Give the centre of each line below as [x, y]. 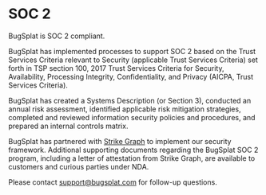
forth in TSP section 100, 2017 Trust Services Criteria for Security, [117, 68]
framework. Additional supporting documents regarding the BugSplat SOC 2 [133, 150]
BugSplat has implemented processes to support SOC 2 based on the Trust [132, 51]
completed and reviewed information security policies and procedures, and [132, 117]
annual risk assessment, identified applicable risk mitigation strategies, [125, 109]
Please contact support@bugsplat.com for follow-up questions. [113, 182]
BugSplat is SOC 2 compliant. [57, 36]
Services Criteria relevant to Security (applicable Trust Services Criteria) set [133, 60]
